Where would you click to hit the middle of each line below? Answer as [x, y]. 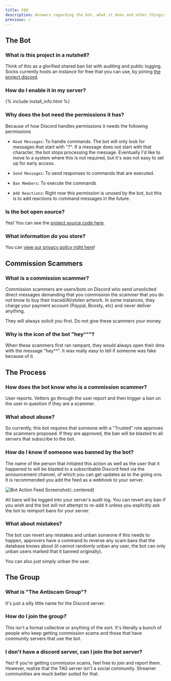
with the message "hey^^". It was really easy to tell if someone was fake [81, 351]
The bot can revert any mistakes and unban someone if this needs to [78, 535]
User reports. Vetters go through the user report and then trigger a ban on [83, 398]
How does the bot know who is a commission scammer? [76, 387]
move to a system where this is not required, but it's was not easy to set [88, 157]
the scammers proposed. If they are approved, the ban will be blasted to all [84, 433]
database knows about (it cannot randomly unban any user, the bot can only [86, 546]
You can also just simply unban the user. [48, 561]
